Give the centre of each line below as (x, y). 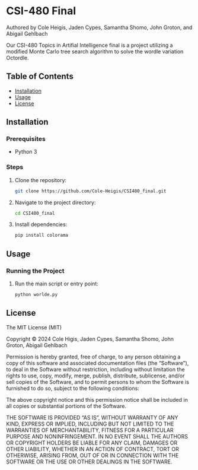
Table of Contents (40, 76)
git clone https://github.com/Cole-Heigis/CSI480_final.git (90, 191)
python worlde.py (36, 295)
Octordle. (17, 58)
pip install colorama (41, 236)
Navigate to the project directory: (55, 202)
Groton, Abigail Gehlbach (37, 345)
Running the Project (35, 271)
